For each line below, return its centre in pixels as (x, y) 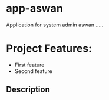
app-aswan (35, 9)
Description (28, 90)
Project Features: (49, 49)
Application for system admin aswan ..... (55, 25)
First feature (29, 65)
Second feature (34, 71)
